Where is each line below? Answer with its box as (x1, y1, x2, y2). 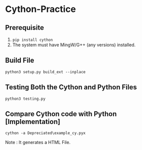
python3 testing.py (5, 96, 46, 101)
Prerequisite (5, 23, 44, 32)
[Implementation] (5, 118, 61, 126)
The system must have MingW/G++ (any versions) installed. (12, 42, 136, 48)
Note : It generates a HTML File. (5, 140, 71, 146)
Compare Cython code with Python (5, 110, 117, 118)
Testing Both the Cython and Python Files (5, 83, 137, 92)
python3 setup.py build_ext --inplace (5, 69, 86, 74)
